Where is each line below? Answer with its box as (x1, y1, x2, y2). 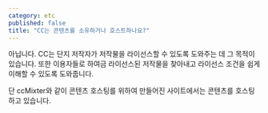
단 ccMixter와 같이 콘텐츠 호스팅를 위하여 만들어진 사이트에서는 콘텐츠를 (8, 86, 234, 95)
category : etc (8, 11, 56, 20)
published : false (8, 19, 66, 27)
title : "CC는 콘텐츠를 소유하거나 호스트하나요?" (8, 26, 150, 34)
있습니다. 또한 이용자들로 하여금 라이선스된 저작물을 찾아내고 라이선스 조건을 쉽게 (8, 59, 261, 68)
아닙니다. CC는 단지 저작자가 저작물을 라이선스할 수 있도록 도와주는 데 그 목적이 (8, 49, 255, 59)
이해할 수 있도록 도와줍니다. (8, 69, 94, 79)
